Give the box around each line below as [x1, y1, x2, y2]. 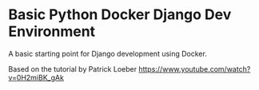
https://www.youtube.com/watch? [138, 64, 251, 73]
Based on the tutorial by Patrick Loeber [8, 64, 137, 73]
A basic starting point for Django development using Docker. [8, 49, 208, 58]
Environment [8, 22, 96, 41]
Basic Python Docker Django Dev [8, 6, 232, 24]
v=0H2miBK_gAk [8, 72, 64, 82]
